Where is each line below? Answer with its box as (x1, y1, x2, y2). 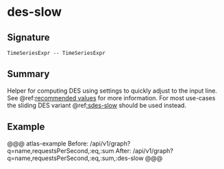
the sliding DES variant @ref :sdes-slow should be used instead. (7, 101, 187, 109)
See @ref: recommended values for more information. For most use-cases (7, 93, 216, 102)
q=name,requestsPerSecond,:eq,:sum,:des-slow (7, 154, 144, 162)
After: (115, 146, 132, 155)
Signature (7, 32, 50, 43)
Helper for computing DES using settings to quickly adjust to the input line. (7, 87, 218, 95)
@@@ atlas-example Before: (7, 139, 89, 148)
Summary (7, 68, 50, 80)
